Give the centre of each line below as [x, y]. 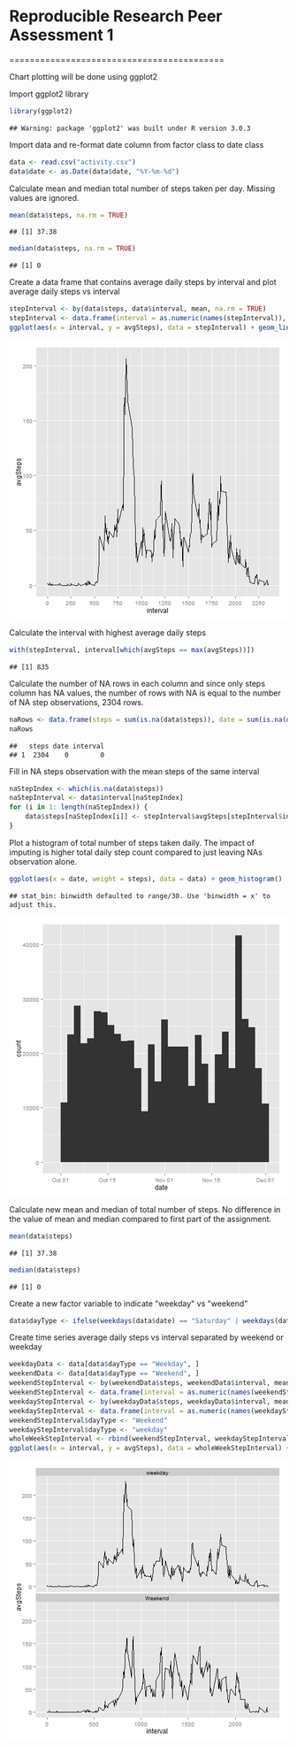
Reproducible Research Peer [116, 16]
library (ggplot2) [41, 111]
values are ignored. [44, 197]
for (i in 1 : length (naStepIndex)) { [79, 807]
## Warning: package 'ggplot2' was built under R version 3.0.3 [130, 128]
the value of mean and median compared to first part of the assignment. [141, 1219]
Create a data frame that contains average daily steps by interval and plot [143, 282]
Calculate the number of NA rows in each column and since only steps [137, 683]
